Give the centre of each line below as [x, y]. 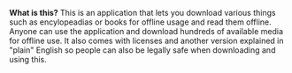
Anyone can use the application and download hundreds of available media [146, 31]
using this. [28, 59]
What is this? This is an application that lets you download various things [142, 13]
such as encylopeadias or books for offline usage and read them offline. [140, 22]
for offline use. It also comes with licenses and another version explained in [146, 40]
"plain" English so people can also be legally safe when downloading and [142, 50]
